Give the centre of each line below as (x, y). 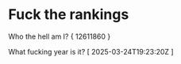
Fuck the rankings (69, 15)
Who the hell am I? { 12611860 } (60, 36)
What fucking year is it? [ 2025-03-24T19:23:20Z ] (91, 51)
